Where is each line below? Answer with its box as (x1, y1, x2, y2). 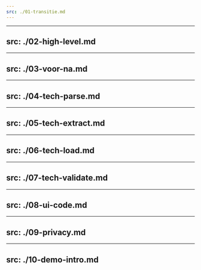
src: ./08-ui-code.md (6, 200, 87, 210)
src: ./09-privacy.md (6, 227, 86, 237)
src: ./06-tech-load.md (6, 145, 95, 156)
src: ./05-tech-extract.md (6, 118, 105, 129)
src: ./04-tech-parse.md (6, 91, 100, 101)
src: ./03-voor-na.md (6, 63, 88, 74)
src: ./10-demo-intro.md (6, 254, 99, 265)
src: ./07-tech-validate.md (6, 173, 108, 183)
